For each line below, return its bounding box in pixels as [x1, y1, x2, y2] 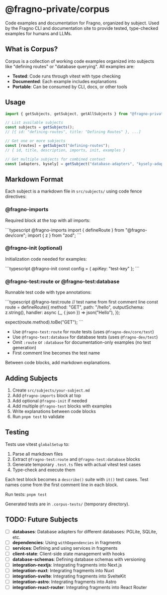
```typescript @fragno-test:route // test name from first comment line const [5, 299, 158, 305]
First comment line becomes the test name [12, 350, 100, 356]
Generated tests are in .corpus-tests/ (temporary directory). [5, 501, 130, 507]
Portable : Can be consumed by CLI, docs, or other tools [12, 84, 128, 90]
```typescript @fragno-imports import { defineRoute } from [5, 227, 124, 233]
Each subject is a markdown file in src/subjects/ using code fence [5, 188, 142, 195]
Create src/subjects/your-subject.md [12, 387, 90, 393]
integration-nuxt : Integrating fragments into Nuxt [12, 567, 114, 573]
